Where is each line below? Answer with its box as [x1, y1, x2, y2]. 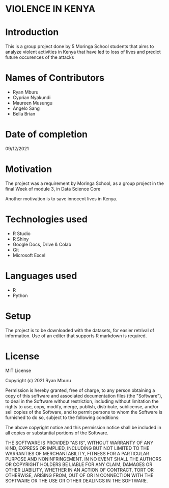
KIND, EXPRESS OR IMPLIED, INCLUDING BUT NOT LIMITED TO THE [5, 445, 150, 451]
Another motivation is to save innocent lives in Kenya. [5, 195, 118, 202]
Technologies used [5, 214, 88, 225]
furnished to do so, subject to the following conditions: [5, 414, 120, 421]
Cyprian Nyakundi [12, 95, 51, 101]
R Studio [12, 230, 31, 237]
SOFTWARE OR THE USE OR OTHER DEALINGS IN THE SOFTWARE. [5, 477, 148, 483]
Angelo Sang [12, 105, 40, 111]
